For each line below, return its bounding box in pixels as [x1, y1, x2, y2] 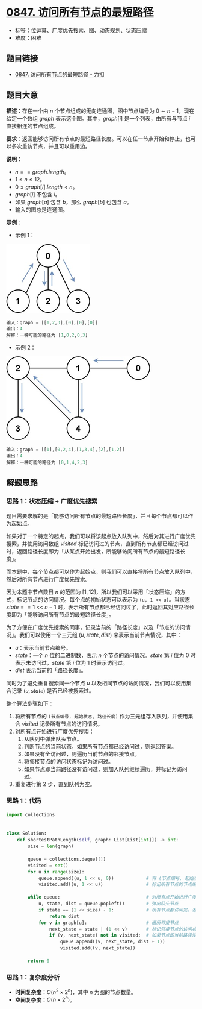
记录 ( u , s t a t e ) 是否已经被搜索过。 [11, 687, 94, 694]
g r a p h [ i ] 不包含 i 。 [14, 190, 61, 198]
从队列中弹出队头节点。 [23, 735, 82, 742]
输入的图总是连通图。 [14, 206, 68, 213]
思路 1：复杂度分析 [6, 973, 60, 981]
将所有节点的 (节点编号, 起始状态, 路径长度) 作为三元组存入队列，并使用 [14, 712, 188, 720]
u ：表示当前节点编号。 [14, 644, 72, 651]
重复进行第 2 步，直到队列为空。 [14, 780, 96, 787]
